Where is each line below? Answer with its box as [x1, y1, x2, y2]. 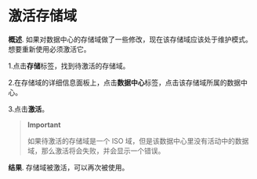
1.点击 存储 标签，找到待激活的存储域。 [8, 60, 130, 71]
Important [27, 119, 61, 130]
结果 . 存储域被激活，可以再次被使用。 [8, 163, 129, 172]
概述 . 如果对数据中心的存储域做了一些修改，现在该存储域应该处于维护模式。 [8, 35, 252, 44]
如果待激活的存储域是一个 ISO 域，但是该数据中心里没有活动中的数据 [27, 136, 249, 145]
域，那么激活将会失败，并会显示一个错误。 [27, 146, 165, 155]
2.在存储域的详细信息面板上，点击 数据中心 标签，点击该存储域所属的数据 [8, 78, 241, 87]
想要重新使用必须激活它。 [8, 44, 91, 53]
